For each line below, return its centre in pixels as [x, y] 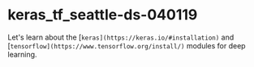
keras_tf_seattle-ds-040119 [103, 15]
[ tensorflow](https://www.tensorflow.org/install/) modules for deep [127, 45]
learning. [22, 54]
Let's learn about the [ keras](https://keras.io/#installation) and [121, 37]
